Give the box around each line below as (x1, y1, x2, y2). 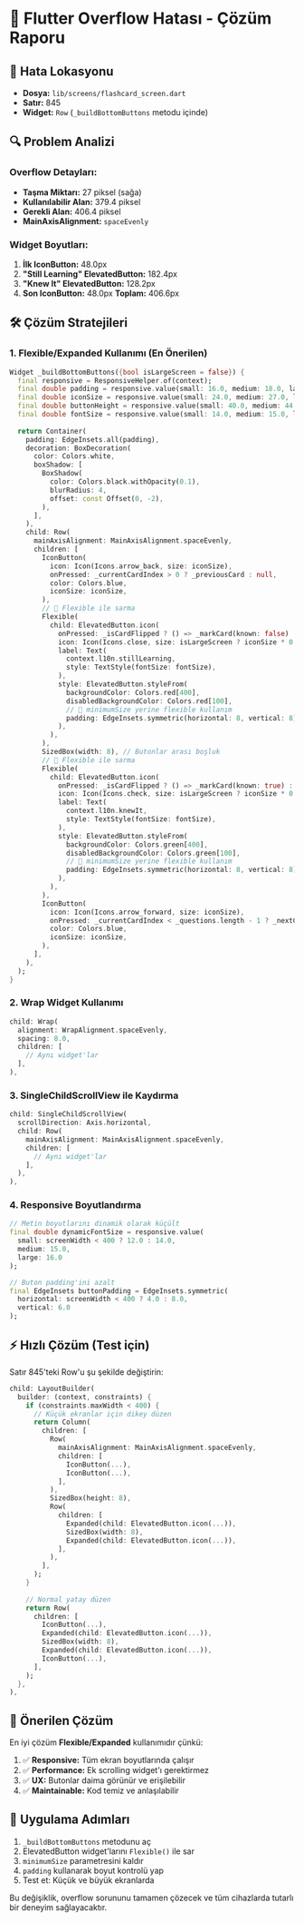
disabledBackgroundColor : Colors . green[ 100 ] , (66, 848, 242, 858)
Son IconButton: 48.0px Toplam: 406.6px (22, 288, 180, 299)
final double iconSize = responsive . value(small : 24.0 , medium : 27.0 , (17, 393, 290, 402)
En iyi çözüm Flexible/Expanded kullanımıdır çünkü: (9, 1737, 204, 1748)
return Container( (17, 427, 88, 436)
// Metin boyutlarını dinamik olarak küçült (9, 1220, 180, 1229)
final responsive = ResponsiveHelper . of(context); (17, 376, 213, 385)
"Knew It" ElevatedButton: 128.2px (22, 278, 156, 289)
